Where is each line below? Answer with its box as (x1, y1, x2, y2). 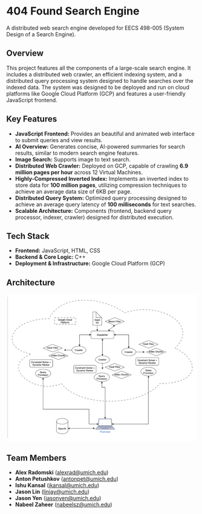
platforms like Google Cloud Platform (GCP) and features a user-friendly (6, 89, 186, 97)
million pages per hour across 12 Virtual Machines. (15, 168, 143, 176)
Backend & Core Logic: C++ (15, 253, 86, 261)
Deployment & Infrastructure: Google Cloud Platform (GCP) (15, 260, 165, 267)
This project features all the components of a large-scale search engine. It (6, 64, 191, 71)
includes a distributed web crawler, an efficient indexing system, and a (6, 71, 182, 78)
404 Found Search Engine (6, 4, 140, 18)
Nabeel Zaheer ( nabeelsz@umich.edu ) (15, 501, 113, 509)
